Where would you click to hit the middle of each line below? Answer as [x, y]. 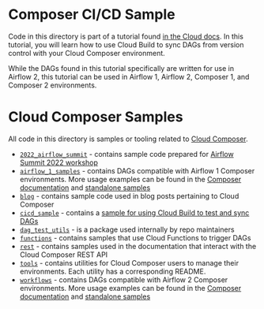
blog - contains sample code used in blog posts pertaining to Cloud [129, 195]
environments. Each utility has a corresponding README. [113, 271]
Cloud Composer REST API [64, 255]
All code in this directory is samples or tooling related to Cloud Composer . [128, 139]
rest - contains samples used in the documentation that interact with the [138, 246]
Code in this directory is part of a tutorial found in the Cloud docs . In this [126, 36]
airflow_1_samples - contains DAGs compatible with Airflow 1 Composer [137, 170]
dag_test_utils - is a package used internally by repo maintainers [127, 229]
